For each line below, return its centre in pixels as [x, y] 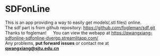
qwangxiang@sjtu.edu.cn [32, 48]
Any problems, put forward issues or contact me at [57, 43]
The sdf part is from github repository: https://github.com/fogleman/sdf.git [80, 27]
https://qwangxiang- [132, 33]
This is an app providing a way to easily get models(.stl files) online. [73, 22]
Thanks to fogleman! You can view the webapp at [58, 33]
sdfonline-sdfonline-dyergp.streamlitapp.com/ [52, 38]
